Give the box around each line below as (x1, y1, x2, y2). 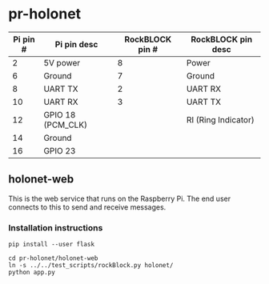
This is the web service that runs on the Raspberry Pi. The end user (8, 194, 231, 203)
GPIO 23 (43, 145, 76, 156)
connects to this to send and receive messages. (8, 202, 167, 212)
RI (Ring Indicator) (186, 114, 255, 125)
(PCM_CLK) (43, 119, 88, 130)
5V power (43, 57, 81, 68)
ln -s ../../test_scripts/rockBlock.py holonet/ (8, 262, 174, 270)
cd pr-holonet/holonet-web (8, 254, 98, 262)
